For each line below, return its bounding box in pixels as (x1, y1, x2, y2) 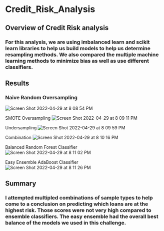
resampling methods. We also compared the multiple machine (5, 51, 159, 58)
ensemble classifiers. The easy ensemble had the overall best (5, 213, 158, 220)
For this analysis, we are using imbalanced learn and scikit (5, 39, 150, 46)
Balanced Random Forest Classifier (5, 144, 77, 150)
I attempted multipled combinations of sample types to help (5, 194, 153, 201)
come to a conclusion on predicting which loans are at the (5, 200, 148, 207)
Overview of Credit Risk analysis (5, 24, 109, 32)
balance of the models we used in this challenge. (5, 219, 126, 226)
